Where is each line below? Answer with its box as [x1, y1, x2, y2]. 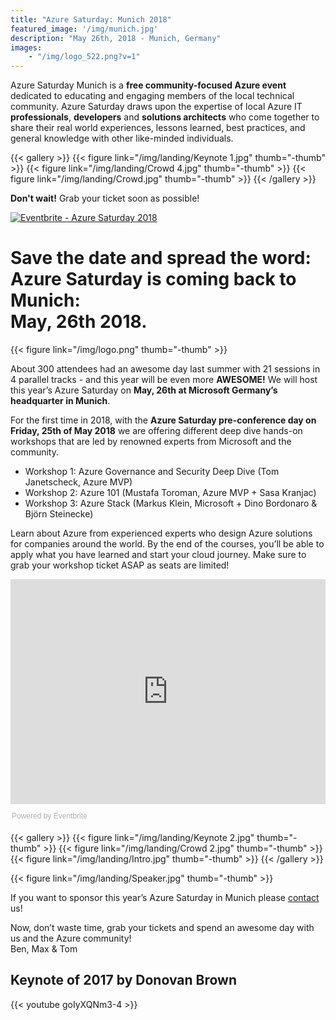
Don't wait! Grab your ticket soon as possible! [10, 192, 200, 205]
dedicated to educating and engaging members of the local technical [10, 90, 295, 102]
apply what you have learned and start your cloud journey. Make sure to [10, 549, 307, 561]
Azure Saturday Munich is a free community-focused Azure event [10, 79, 287, 91]
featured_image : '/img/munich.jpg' [10, 24, 159, 34]
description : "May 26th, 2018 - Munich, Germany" [10, 33, 222, 43]
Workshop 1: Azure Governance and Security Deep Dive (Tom [24, 466, 280, 478]
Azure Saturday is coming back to [10, 268, 297, 291]
